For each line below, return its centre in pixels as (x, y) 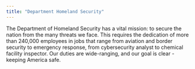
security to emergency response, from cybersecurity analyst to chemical (95, 47)
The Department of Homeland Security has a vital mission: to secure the (94, 28)
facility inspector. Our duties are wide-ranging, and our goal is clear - (90, 53)
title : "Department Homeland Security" (55, 11)
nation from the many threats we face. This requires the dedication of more (97, 34)
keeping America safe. (33, 60)
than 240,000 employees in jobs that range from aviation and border (90, 41)
